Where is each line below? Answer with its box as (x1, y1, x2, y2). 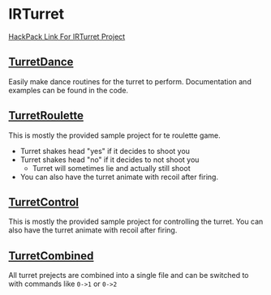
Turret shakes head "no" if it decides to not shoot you (19, 155, 200, 165)
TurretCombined (8, 249, 94, 263)
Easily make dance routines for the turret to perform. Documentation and (8, 76, 252, 86)
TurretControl (8, 195, 80, 209)
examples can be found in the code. (8, 85, 128, 95)
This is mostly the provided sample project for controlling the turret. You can (8, 216, 264, 227)
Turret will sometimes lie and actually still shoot (32, 163, 191, 173)
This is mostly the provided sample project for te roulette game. (8, 130, 221, 140)
